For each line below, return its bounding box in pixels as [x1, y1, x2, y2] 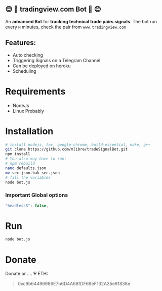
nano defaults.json [5, 165, 47, 171]
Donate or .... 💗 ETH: [5, 271, 48, 277]
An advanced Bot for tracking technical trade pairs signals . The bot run [5, 18, 157, 24]
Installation [5, 125, 54, 137]
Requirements [5, 85, 66, 97]
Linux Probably [12, 108, 45, 114]
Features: [5, 38, 36, 47]
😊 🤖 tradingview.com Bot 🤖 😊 [5, 5, 101, 14]
